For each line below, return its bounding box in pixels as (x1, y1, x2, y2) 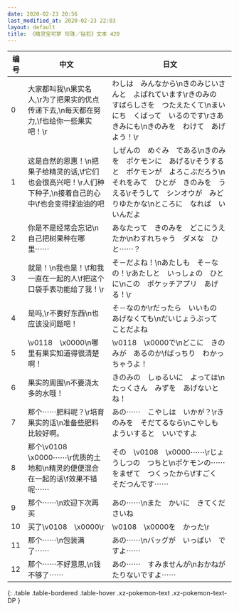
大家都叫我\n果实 (28, 84, 85, 94)
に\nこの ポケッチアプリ (112, 279, 198, 289)
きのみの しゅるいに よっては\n (112, 372, 225, 382)
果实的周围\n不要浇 (28, 378, 92, 388)
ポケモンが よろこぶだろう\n (126, 167, 225, 177)
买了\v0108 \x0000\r (28, 522, 105, 532)
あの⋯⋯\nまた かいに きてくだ (112, 498, 225, 508)
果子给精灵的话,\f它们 (28, 167, 100, 177)
